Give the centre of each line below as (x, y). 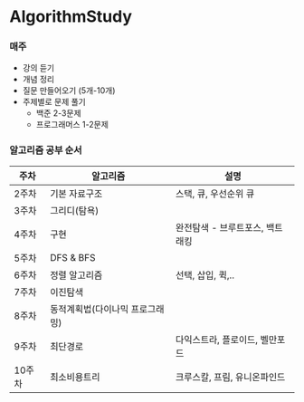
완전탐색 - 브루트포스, (219, 227)
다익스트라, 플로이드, (217, 340)
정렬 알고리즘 (76, 275)
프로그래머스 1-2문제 (72, 125)
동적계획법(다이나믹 (89, 309)
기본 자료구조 (76, 194)
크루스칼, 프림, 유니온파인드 (230, 377)
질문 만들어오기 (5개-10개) (69, 91)
